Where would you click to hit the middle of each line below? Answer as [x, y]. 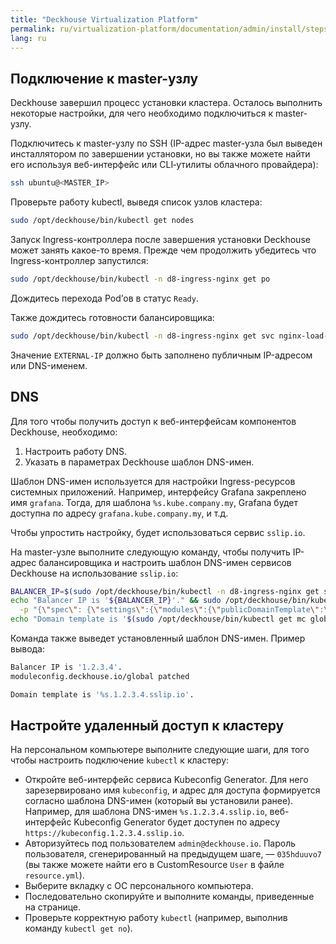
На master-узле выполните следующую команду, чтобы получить [150, 552]
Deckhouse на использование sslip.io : [94, 573]
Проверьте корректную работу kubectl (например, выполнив [156, 918]
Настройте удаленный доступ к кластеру [147, 726]
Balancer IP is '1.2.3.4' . [66, 667]
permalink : [33, 29]
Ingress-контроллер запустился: [79, 260]
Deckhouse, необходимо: [64, 432]
